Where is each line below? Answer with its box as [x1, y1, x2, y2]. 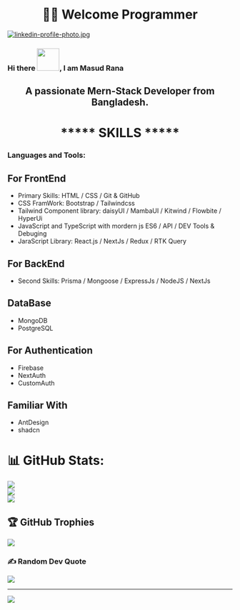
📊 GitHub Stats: [7, 452, 105, 469]
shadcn [17, 426, 41, 434]
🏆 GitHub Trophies [7, 516, 95, 528]
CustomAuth [17, 379, 55, 387]
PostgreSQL [17, 324, 54, 332]
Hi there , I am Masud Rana [7, 63, 124, 73]
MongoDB [17, 316, 48, 324]
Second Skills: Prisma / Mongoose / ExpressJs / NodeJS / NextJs [17, 276, 211, 285]
